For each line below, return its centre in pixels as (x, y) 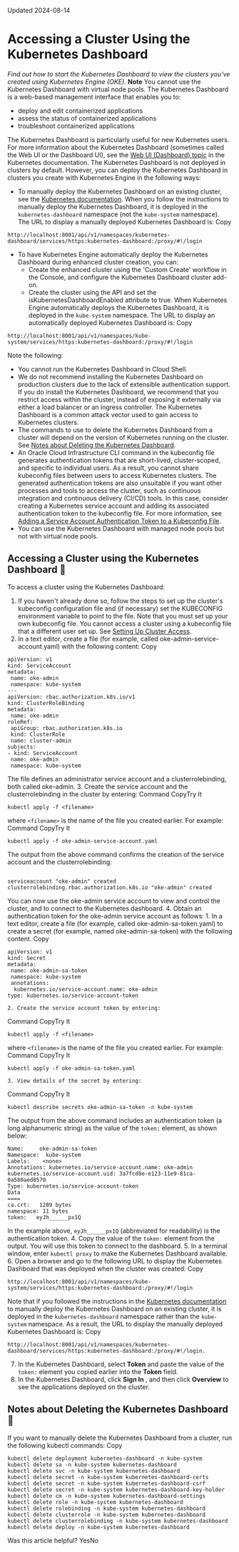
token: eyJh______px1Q (44, 1217)
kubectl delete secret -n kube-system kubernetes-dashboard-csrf (106, 1483)
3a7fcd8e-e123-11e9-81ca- (157, 1173)
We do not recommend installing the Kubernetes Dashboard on (110, 376)
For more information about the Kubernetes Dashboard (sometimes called (116, 147)
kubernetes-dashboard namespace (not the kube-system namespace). (118, 214)
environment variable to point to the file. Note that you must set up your (123, 616)
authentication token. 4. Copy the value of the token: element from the (111, 1238)
